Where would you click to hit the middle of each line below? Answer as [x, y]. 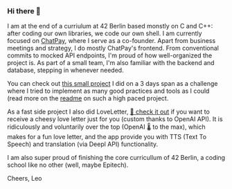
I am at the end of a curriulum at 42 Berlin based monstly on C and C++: [110, 26]
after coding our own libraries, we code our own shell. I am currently [105, 33]
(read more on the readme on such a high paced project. [88, 98]
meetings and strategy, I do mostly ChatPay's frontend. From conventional [113, 48]
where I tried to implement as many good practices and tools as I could [108, 91]
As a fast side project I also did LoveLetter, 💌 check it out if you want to [108, 112]
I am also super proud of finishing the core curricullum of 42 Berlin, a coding [116, 158]
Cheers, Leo [25, 179]
